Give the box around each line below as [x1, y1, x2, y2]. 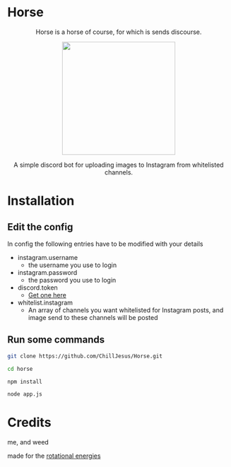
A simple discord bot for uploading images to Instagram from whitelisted [13, 160, 224, 169]
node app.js [7, 391, 42, 398]
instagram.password [17, 268, 78, 276]
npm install [7, 378, 42, 385]
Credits [7, 415, 52, 431]
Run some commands [7, 333, 105, 346]
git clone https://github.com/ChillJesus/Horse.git [7, 353, 162, 360]
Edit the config [7, 220, 73, 233]
